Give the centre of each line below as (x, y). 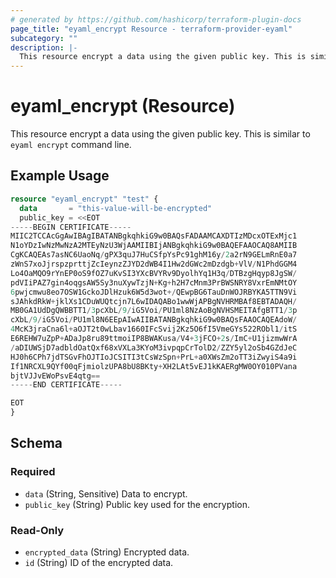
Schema (36, 443)
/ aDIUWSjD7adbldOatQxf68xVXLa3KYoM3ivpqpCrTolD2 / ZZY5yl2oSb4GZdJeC (154, 347)
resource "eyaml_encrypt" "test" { (84, 199)
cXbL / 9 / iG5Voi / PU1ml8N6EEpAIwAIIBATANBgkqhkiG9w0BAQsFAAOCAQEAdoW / (154, 320)
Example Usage (60, 176)
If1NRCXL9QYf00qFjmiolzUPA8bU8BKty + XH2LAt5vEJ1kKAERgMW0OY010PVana (154, 366)
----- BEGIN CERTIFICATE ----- (71, 227)
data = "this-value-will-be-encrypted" (116, 208)
